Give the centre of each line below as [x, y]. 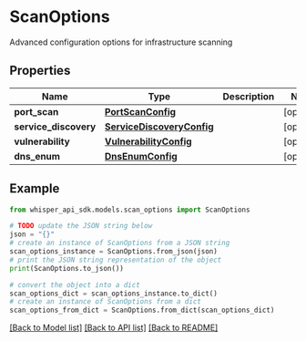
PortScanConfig [140, 111]
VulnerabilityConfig [148, 141]
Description [249, 96]
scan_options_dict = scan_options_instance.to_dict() [114, 294]
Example [35, 189]
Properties [40, 71]
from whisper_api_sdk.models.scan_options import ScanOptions [130, 210]
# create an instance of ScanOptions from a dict [106, 302]
